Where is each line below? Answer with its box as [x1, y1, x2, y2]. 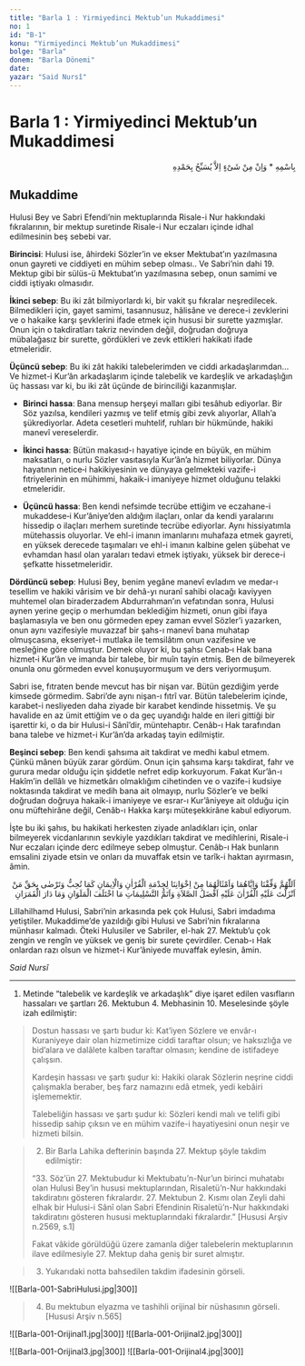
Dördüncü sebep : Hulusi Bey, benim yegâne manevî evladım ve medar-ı [9, 576, 279, 587]
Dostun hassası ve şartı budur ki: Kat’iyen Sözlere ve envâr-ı [31, 1024, 257, 1036]
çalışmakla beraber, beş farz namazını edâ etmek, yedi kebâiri [31, 1081, 263, 1092]
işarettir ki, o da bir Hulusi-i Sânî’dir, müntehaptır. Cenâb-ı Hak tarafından [9, 719, 281, 730]
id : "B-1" [9, 30, 47, 39]
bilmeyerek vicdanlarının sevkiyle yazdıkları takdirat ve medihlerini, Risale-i [9, 832, 289, 843]
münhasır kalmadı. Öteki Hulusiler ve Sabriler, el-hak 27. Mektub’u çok [9, 924, 271, 936]
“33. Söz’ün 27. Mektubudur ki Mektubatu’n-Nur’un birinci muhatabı [31, 1172, 284, 1183]
